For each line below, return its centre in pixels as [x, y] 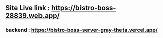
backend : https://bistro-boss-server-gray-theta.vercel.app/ [81, 30]
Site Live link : [28, 8]
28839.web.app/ [32, 16]
